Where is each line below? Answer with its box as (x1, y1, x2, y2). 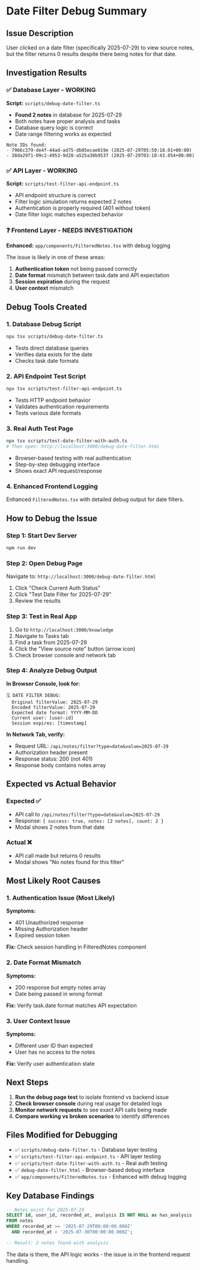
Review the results (14, 597, 61, 604)
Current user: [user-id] (11, 715, 74, 721)
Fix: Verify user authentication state (6, 1060, 95, 1068)
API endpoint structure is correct (14, 191, 96, 199)
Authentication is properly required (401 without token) (14, 204, 151, 211)
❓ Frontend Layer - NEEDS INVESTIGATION (6, 226, 133, 234)
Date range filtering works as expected (14, 130, 112, 138)
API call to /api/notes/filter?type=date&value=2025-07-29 (14, 810, 160, 818)
